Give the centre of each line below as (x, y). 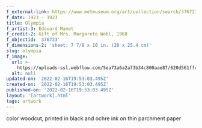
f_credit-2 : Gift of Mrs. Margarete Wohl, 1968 (67, 34)
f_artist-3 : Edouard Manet (40, 29)
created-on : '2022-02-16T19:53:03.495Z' (58, 85)
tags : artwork (24, 101)
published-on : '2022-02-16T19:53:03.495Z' (60, 90)
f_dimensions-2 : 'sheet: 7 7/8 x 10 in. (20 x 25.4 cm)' (79, 46)
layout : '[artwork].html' (38, 96)
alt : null (24, 73)
